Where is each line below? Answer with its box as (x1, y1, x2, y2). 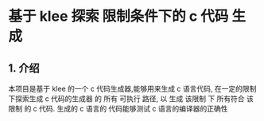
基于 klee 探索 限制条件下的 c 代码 (8, 7, 229, 25)
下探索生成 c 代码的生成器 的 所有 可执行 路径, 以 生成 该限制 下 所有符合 (8, 94, 245, 103)
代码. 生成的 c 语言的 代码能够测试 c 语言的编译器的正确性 (38, 104, 228, 113)
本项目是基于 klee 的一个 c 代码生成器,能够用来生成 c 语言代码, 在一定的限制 (8, 84, 257, 93)
